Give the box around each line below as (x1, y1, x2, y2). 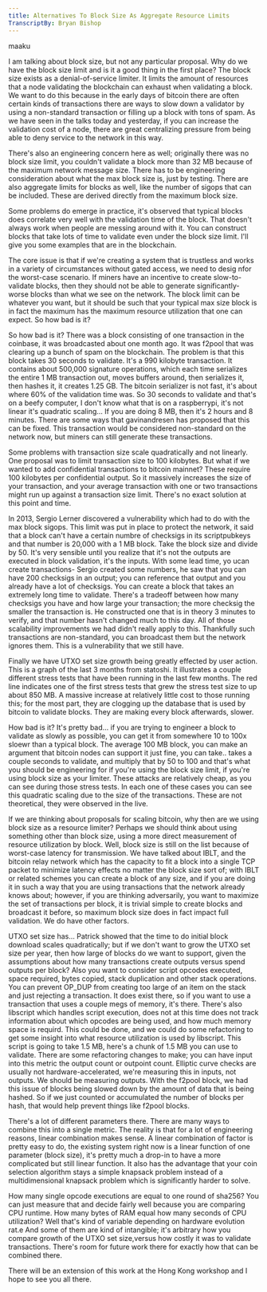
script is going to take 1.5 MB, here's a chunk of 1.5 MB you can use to (8, 1042, 238, 1051)
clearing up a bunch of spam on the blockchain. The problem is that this (8, 347, 245, 356)
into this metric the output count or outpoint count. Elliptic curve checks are (8, 1058, 257, 1068)
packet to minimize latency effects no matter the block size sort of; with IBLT (8, 865, 260, 874)
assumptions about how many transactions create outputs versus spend (8, 956, 245, 966)
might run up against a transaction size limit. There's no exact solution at (8, 490, 247, 499)
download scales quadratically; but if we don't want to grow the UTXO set (8, 939, 251, 949)
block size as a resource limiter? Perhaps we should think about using (8, 822, 238, 832)
